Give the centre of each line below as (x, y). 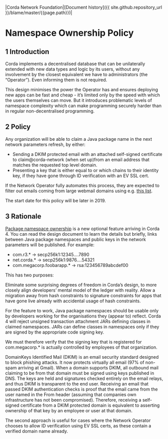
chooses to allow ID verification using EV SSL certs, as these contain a (78, 425)
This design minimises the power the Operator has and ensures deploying (82, 90)
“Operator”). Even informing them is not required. (56, 80)
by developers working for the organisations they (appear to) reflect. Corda (83, 316)
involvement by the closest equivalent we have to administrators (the (76, 74)
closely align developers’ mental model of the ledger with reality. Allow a (80, 290)
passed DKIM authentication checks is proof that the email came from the (81, 389)
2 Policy (18, 127)
